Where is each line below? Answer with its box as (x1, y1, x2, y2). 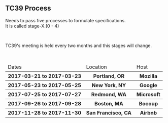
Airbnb (140, 109, 157, 116)
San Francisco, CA (86, 109, 132, 116)
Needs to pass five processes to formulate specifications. (5, 17, 126, 23)
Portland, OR (93, 72, 125, 79)
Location (86, 63, 108, 70)
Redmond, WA (91, 91, 127, 98)
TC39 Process (5, 4, 51, 13)
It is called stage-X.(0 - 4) (5, 23, 59, 29)
